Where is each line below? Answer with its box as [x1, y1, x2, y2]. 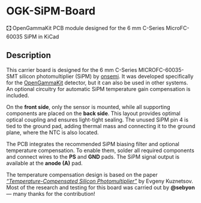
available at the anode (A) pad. [6, 159, 83, 166]
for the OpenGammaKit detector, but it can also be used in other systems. [6, 79, 188, 86]
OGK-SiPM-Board [6, 4, 96, 18]
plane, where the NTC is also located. [6, 129, 99, 136]
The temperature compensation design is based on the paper [6, 171, 158, 178]
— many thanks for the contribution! [6, 190, 95, 197]
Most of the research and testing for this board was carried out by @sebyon [6, 184, 195, 191]
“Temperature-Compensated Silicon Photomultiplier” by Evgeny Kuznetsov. [6, 177, 193, 184]
